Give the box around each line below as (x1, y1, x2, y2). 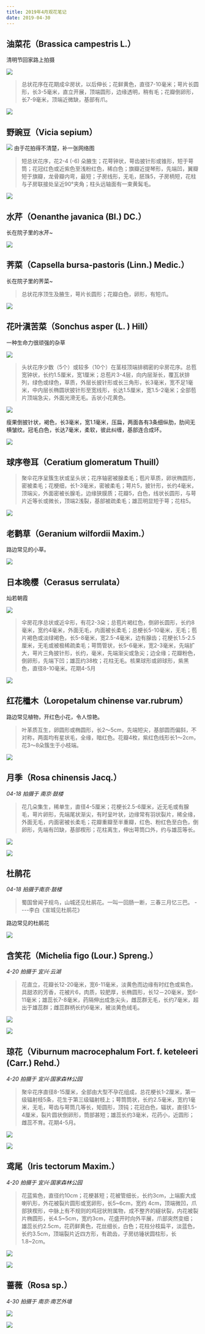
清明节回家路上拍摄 (6, 56, 55, 64)
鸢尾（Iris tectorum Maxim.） (6, 1162, 120, 1172)
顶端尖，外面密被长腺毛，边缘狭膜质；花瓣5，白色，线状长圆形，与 (21, 490, 192, 497)
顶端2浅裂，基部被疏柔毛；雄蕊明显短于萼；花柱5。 (64, 497, 195, 505)
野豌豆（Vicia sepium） (6, 127, 98, 138)
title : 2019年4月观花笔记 (6, 9, 67, 15)
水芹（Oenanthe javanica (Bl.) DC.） (6, 212, 147, 222)
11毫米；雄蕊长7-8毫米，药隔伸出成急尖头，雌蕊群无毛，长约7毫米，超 (21, 996, 199, 1004)
